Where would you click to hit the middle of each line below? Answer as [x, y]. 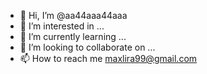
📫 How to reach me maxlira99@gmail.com [108, 58]
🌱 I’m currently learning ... [73, 36]
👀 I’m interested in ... [62, 26]
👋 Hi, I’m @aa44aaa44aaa [73, 15]
